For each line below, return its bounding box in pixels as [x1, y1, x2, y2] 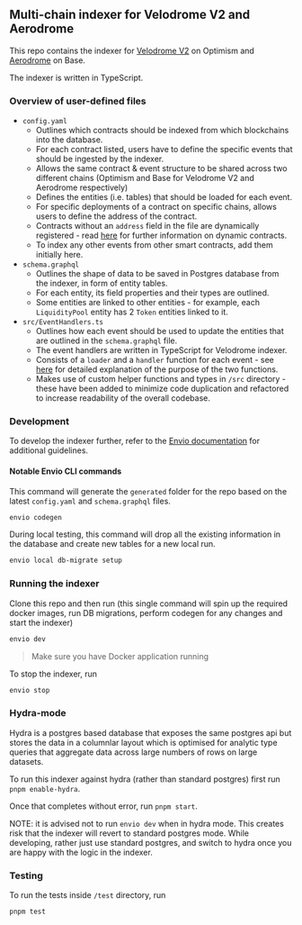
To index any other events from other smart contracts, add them [35, 240, 273, 250]
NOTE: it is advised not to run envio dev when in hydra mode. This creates [9, 818, 285, 829]
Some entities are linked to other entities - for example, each [35, 297, 261, 308]
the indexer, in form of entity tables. [35, 278, 168, 289]
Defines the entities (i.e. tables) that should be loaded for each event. [35, 192, 293, 203]
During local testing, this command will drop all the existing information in [9, 529, 281, 540]
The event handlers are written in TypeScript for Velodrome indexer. [35, 345, 288, 356]
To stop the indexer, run [9, 668, 97, 679]
